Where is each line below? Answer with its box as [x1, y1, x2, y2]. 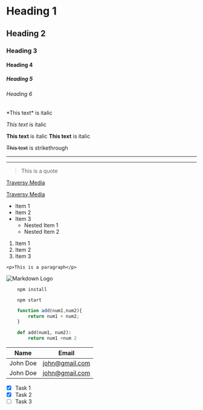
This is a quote [21, 167, 59, 175]
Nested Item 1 [24, 222, 59, 229]
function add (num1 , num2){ [17, 307, 83, 313]
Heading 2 [6, 28, 47, 39]
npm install [17, 286, 47, 292]
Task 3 [14, 398, 32, 405]
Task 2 [14, 391, 32, 399]
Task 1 [14, 385, 31, 392]
